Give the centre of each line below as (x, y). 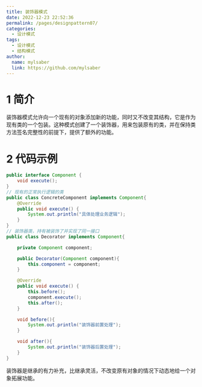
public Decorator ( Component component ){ (68, 259)
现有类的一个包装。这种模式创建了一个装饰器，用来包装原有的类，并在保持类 (101, 125)
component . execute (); (55, 297)
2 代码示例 (32, 159)
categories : (21, 29)
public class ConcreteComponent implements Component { (76, 197)
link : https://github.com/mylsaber (56, 68)
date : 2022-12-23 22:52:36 (40, 17)
